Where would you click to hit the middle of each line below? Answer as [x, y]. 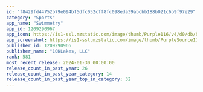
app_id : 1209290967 [31, 29]
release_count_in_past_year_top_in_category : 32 [69, 79]
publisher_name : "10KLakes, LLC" [48, 51]
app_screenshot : [27, 40]
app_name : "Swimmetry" [35, 23]
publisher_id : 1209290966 [39, 46]
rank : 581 [19, 57]
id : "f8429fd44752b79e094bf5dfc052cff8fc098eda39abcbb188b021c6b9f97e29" [101, 12]
